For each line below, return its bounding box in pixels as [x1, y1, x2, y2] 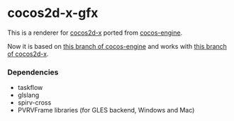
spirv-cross [17, 98, 52, 107]
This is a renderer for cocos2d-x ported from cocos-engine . [7, 28, 183, 37]
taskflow [17, 83, 43, 92]
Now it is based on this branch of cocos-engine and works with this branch [7, 42, 227, 50]
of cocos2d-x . [7, 50, 49, 58]
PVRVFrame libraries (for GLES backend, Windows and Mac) [17, 106, 195, 115]
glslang [17, 91, 40, 100]
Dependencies [7, 67, 59, 77]
